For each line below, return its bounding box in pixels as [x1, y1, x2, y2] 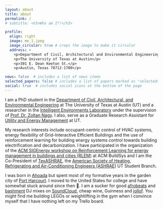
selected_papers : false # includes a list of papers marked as [5, 79, 136, 84]
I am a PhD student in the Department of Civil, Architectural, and [5, 97, 133, 103]
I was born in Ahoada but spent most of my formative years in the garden [5, 172, 151, 178]
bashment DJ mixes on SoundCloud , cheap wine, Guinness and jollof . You [5, 188, 153, 193]
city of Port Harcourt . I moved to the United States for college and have [5, 177, 147, 183]
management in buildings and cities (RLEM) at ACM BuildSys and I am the [5, 153, 152, 158]
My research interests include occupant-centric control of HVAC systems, [5, 127, 153, 133]
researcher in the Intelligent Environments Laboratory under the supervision [5, 107, 157, 113]
